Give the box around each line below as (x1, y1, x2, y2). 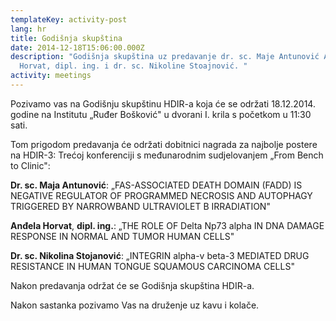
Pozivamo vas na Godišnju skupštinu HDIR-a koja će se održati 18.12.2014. (10, 97, 316, 110)
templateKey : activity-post (10, 14, 128, 25)
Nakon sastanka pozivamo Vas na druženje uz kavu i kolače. (10, 299, 260, 311)
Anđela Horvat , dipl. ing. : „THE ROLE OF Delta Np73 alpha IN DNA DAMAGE (10, 219, 325, 231)
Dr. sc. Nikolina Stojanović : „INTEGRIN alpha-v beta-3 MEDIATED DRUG (10, 249, 310, 261)
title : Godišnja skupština (10, 33, 123, 43)
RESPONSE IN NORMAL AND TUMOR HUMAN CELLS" (10, 230, 235, 242)
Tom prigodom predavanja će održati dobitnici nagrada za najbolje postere (10, 138, 318, 150)
